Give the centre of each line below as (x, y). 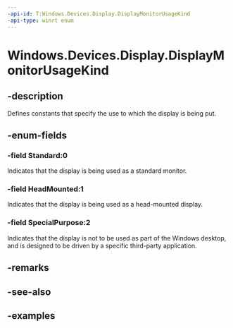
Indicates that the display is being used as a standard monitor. (97, 171)
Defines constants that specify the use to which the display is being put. (112, 113)
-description (35, 96)
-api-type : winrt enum (40, 20)
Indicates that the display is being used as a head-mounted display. (105, 205)
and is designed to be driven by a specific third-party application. (102, 245)
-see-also (29, 292)
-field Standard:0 (38, 155)
